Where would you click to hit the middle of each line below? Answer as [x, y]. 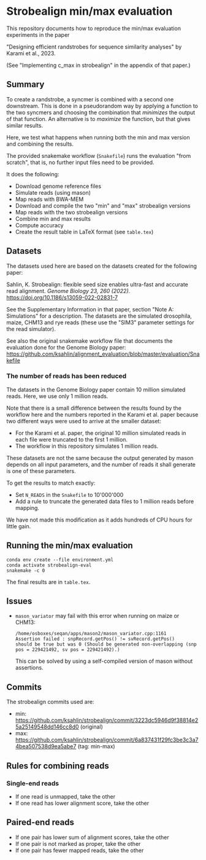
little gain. [19, 526]
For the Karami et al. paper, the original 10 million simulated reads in [101, 433]
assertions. [29, 668]
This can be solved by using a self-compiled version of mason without [104, 661]
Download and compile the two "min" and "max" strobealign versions [103, 205]
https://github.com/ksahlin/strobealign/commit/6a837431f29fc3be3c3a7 [107, 740]
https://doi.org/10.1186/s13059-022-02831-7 [62, 297]
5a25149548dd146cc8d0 [47, 727]
